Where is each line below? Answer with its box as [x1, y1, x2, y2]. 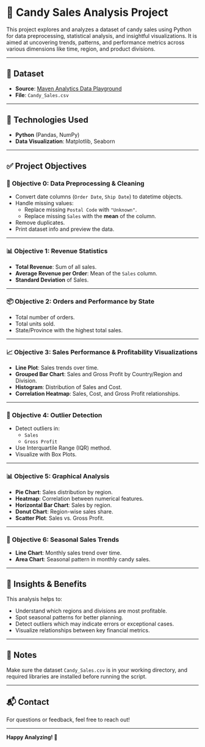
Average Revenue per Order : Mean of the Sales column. [15, 269, 157, 277]
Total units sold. [15, 320, 56, 327]
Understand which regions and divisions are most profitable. [15, 607, 168, 614]
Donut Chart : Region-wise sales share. [15, 508, 113, 515]
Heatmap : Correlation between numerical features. [15, 495, 144, 502]
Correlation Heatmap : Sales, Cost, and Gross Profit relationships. [15, 390, 180, 398]
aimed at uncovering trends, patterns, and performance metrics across [6, 38, 185, 46]
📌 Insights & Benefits [6, 579, 87, 589]
